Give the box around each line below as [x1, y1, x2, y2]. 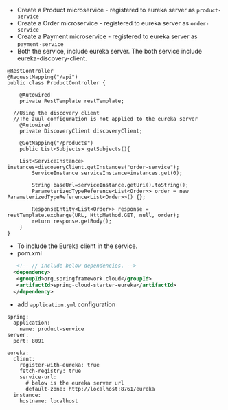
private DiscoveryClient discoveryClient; [19, 128, 143, 135]
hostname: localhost [19, 398, 78, 405]
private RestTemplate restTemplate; [19, 98, 125, 104]
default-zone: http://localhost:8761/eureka [25, 386, 155, 393]
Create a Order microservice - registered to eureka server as [16, 19, 190, 27]
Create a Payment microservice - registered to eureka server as [16, 32, 198, 41]
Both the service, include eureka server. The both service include [16, 47, 203, 55]
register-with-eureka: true [19, 362, 100, 369]
